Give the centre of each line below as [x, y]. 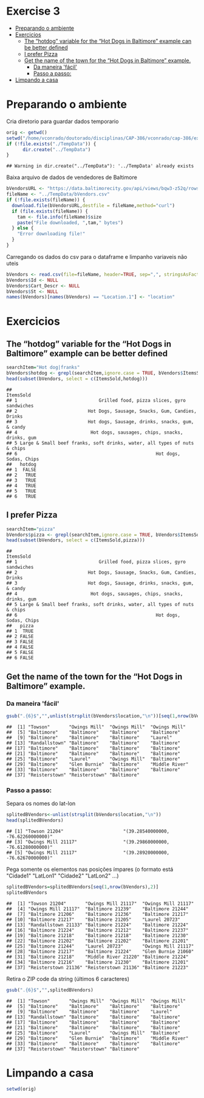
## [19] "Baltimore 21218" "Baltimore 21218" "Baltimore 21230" [97, 935]
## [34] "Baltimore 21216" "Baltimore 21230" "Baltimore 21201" [97, 962]
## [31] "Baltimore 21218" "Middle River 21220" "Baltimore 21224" [97, 957]
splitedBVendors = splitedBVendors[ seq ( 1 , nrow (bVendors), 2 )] [83, 887]
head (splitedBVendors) [35, 820]
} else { [23, 228]
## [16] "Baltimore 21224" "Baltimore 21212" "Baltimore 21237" [97, 930]
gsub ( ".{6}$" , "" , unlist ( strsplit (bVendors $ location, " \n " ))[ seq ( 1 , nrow [97, 716]
